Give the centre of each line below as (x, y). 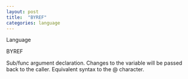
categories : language (33, 23)
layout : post (23, 12)
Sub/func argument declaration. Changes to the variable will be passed (94, 63)
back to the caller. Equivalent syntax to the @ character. (75, 69)
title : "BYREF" (26, 17)
